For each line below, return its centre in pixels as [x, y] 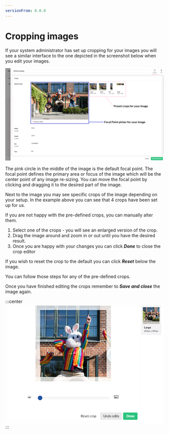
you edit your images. [28, 61]
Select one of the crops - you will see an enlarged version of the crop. [85, 230]
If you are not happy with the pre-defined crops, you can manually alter [79, 215]
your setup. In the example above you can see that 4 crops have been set [81, 200]
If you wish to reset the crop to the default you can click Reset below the [80, 261]
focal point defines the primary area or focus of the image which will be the [83, 174]
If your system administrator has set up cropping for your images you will [81, 50]
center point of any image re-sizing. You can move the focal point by [76, 179]
